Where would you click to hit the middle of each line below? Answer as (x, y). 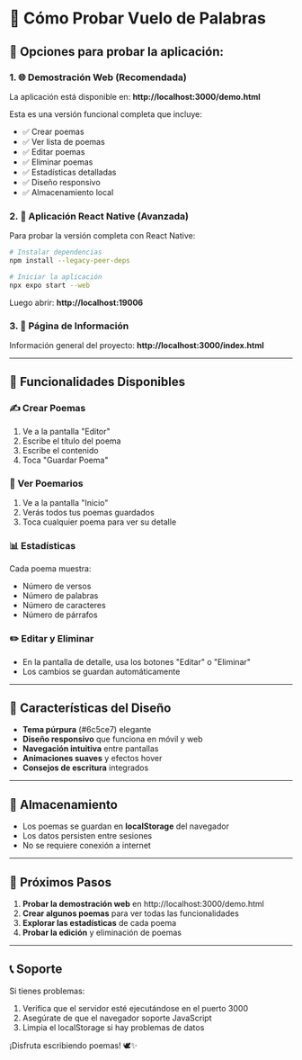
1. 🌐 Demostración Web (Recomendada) (98, 77)
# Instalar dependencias (56, 252)
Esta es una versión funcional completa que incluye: (106, 114)
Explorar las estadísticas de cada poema (99, 922)
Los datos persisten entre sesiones (87, 836)
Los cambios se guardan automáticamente (101, 671)
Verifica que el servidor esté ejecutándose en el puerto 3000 (135, 1008)
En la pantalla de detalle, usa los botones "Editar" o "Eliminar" (137, 661)
